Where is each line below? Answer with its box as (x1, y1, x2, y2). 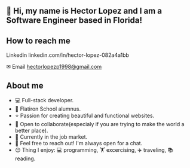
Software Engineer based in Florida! (6, 16, 142, 26)
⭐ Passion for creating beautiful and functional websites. (14, 112, 155, 120)
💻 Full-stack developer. (14, 97, 74, 104)
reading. (14, 155, 36, 162)
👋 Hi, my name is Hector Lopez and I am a (6, 6, 163, 16)
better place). (14, 127, 48, 135)
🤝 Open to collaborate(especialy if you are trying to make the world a (14, 121, 185, 128)
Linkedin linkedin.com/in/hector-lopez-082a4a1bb (6, 51, 130, 59)
